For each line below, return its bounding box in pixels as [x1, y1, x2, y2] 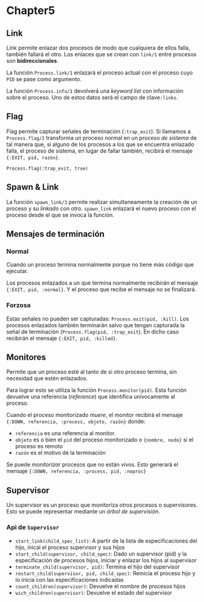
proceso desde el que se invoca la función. [6, 211, 114, 219]
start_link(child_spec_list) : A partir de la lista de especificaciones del [15, 537, 197, 544]
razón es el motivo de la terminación [15, 449, 106, 457]
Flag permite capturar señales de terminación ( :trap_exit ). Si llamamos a [6, 128, 191, 135]
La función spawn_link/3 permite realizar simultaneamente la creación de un [6, 198, 198, 205]
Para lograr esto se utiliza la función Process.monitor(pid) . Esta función [6, 386, 187, 394]
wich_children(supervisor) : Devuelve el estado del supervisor [15, 589, 172, 596]
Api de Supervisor [6, 523, 60, 532]
